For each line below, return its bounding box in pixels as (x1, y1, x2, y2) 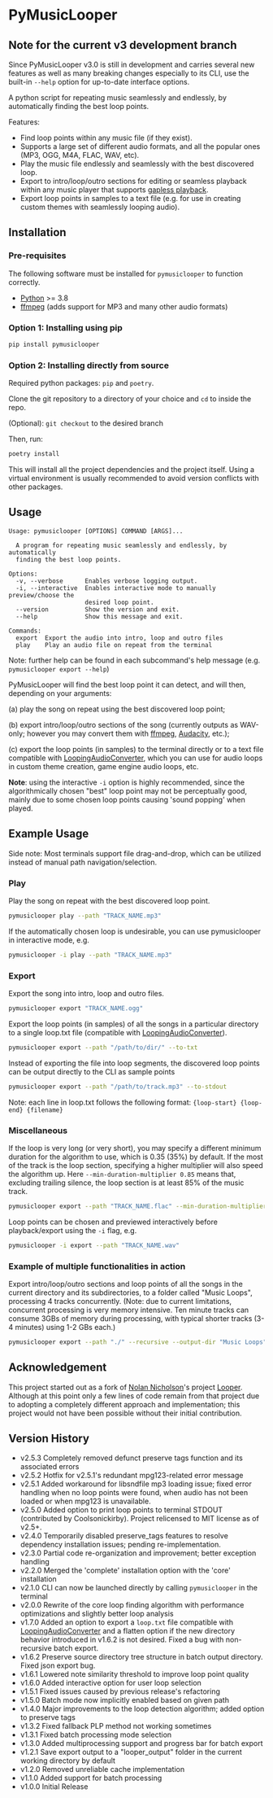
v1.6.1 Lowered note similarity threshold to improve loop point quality (19, 1669, 249, 1679)
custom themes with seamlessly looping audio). (19, 202, 180, 212)
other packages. (8, 482, 63, 492)
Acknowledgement (8, 1361, 107, 1375)
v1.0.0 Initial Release (19, 1782, 89, 1791)
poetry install (8, 450, 60, 458)
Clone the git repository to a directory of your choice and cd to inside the (8, 394, 252, 404)
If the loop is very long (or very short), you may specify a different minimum (8, 1143, 262, 1153)
